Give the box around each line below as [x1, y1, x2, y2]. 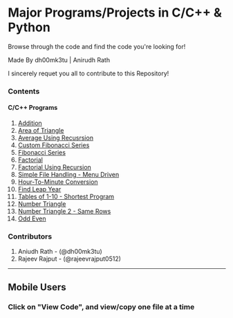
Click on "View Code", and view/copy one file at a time [8, 302, 195, 312]
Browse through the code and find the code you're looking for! [8, 42, 186, 50]
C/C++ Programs [8, 104, 58, 112]
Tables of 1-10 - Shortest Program [17, 192, 115, 201]
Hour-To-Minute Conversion [17, 178, 99, 186]
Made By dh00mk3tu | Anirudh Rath [8, 55, 110, 64]
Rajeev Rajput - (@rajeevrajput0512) [17, 254, 122, 263]
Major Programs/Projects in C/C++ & [8, 5, 222, 21]
